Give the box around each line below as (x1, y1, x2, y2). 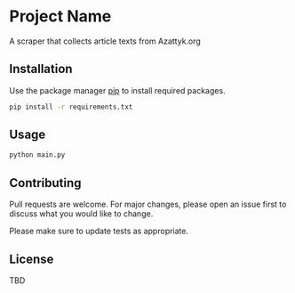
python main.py (9, 151, 66, 159)
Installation (9, 61, 73, 77)
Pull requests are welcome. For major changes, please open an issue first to (9, 199, 287, 210)
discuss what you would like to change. (9, 208, 154, 219)
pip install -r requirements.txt (9, 102, 133, 111)
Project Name (9, 6, 112, 27)
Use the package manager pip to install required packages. (9, 85, 226, 95)
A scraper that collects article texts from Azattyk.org (9, 36, 202, 46)
